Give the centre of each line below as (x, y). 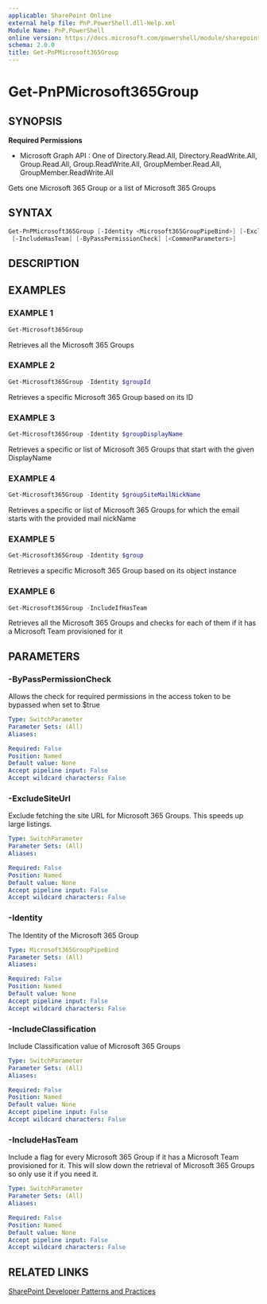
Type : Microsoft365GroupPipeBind (64, 950)
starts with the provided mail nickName (72, 518)
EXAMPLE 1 (31, 313)
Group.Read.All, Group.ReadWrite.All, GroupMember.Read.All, (121, 164)
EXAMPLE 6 (32, 592)
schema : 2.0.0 (32, 45)
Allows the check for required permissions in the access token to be (120, 697)
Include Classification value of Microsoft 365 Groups (95, 1046)
